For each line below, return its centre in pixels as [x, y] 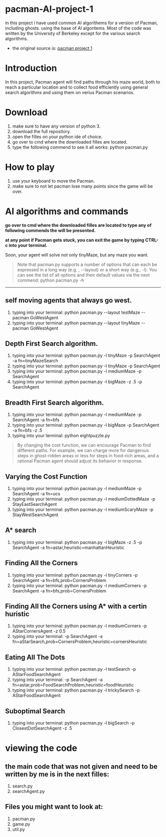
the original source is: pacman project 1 [52, 48]
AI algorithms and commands [67, 211]
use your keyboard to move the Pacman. [53, 181]
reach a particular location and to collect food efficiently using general [77, 87]
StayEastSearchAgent [34, 504]
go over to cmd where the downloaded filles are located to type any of [78, 225]
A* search [21, 530]
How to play [30, 167]
